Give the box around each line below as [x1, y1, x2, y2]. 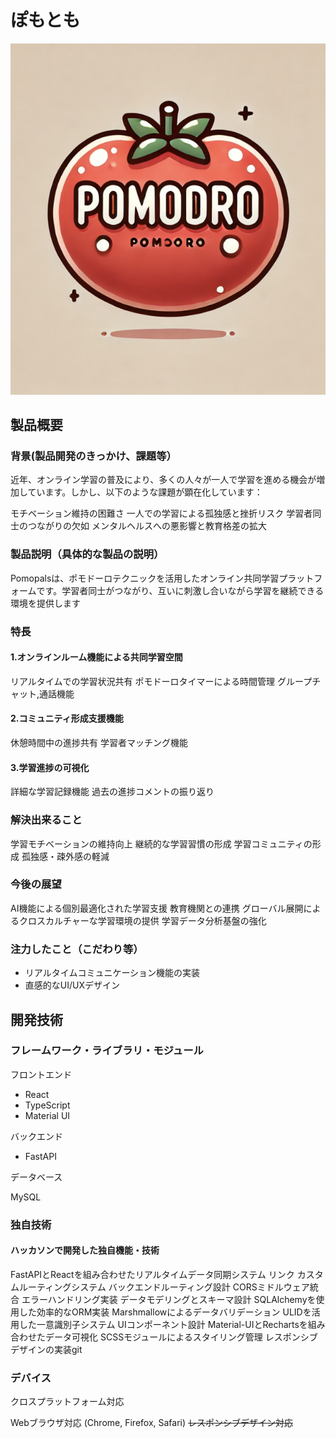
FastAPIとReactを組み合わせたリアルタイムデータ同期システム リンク [10, 1268, 295, 1280]
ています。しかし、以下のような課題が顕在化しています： [27, 486, 263, 498]
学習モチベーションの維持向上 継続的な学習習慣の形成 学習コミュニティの [10, 837, 313, 850]
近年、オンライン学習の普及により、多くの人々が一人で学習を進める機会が [10, 474, 317, 486]
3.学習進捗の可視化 [10, 761, 90, 773]
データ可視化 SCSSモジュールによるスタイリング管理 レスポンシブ [44, 1331, 318, 1343]
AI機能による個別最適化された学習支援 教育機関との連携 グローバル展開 [10, 902, 304, 914]
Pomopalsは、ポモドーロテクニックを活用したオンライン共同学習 [10, 572, 280, 584]
